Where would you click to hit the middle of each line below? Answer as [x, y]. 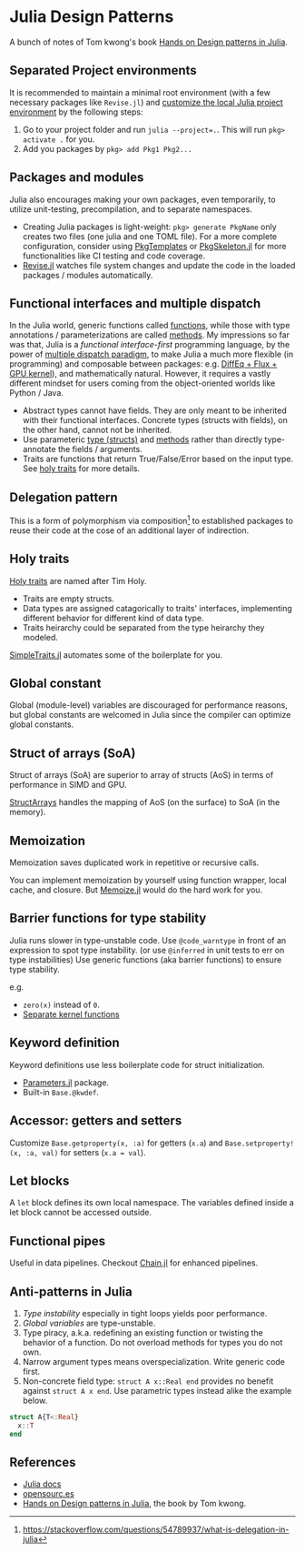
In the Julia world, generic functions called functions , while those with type [150, 326]
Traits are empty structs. [69, 599]
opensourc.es [48, 1494]
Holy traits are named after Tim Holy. [78, 580]
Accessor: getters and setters [96, 1121]
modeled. [40, 637]
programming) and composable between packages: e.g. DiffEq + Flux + [143, 364]
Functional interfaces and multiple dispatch [135, 303]
